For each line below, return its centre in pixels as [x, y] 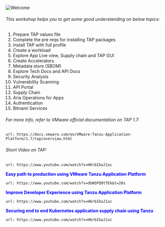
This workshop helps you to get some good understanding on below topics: [83, 19]
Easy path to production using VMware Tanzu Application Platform [76, 174]
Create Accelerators [33, 61]
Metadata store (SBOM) [37, 66]
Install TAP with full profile [39, 45]
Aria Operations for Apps [38, 98]
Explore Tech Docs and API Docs [47, 72]
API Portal [23, 87]
